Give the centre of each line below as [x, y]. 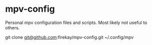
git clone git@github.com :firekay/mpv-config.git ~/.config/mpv [70, 37]
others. [12, 27]
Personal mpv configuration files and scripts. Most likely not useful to [76, 22]
